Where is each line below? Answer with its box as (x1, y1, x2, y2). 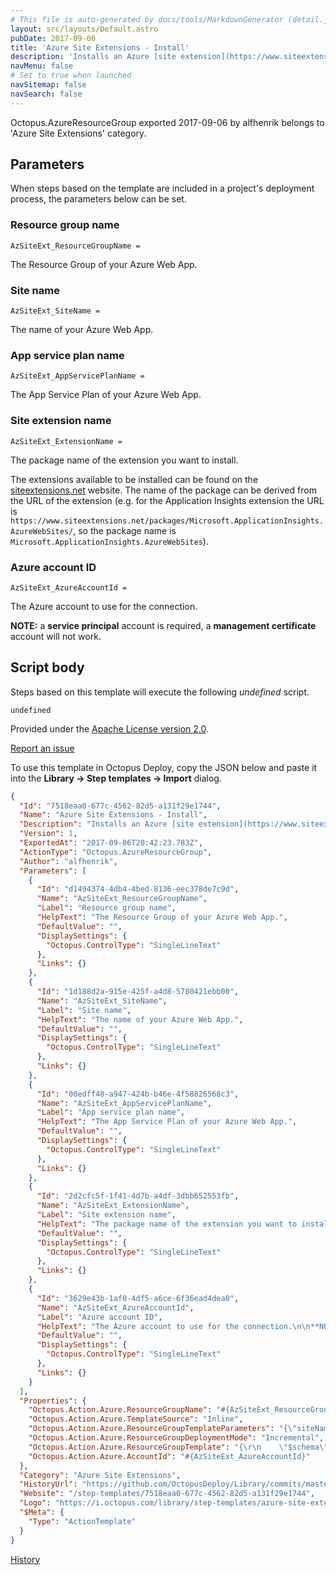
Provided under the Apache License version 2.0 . (10, 722, 210, 735)
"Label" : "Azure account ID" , (36, 1312, 163, 1322)
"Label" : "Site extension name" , (36, 1210, 177, 1220)
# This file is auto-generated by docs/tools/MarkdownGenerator (10, 14, 284, 25)
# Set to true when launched (10, 71, 132, 81)
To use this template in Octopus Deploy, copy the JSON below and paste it (10, 761, 318, 773)
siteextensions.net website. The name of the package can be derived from (10, 484, 317, 496)
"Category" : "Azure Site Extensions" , (19, 1470, 182, 1480)
